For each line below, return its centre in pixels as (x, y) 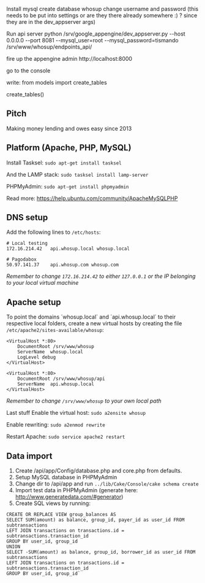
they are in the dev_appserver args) (51, 22)
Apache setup (34, 302)
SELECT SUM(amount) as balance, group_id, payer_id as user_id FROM (95, 520)
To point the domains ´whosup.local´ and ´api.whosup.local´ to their (91, 317)
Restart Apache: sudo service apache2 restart (66, 437)
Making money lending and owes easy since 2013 (69, 128)
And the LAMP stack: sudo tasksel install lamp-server (77, 174)
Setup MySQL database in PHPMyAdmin (66, 477)
